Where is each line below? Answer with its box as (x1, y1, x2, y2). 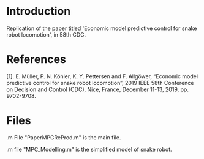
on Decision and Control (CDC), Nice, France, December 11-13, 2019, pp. (6, 86, 189, 93)
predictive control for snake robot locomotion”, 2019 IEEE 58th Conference (6, 79, 194, 86)
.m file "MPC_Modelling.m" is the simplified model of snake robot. (6, 146, 173, 153)
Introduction (6, 4, 71, 18)
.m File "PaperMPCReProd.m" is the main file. (6, 133, 121, 141)
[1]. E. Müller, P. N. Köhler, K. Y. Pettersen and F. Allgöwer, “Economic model (6, 72, 198, 80)
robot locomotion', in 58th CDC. (6, 31, 86, 38)
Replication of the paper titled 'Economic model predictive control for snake (6, 24, 197, 32)
